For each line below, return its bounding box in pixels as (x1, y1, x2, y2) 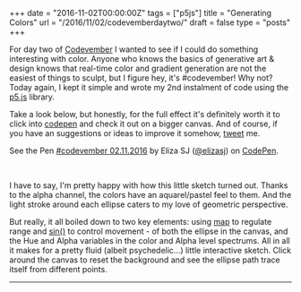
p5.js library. (9, 91, 56, 102)
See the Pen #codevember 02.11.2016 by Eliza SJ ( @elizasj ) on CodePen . (9, 145, 279, 156)
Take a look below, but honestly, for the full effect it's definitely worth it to (9, 109, 280, 119)
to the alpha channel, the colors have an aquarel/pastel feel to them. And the (9, 190, 292, 200)
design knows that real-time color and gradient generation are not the (9, 63, 267, 73)
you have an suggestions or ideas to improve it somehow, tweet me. (9, 128, 261, 138)
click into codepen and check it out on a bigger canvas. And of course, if (9, 118, 278, 129)
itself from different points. (9, 264, 107, 274)
